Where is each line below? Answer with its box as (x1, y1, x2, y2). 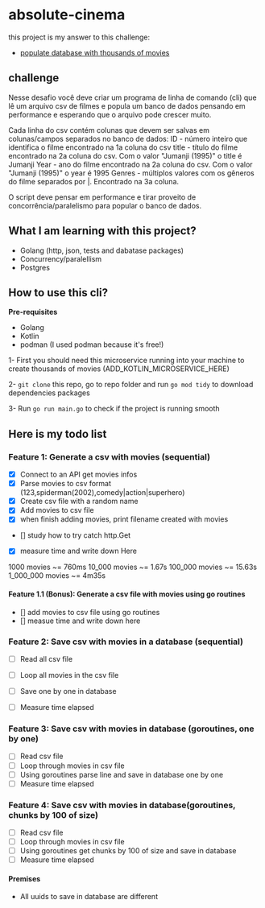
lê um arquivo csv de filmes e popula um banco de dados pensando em (8, 101, 246, 110)
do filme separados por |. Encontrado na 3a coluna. (8, 176, 180, 186)
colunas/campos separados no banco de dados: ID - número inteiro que (8, 134, 248, 143)
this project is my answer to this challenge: (8, 32, 151, 42)
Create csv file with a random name (19, 497, 139, 506)
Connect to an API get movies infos (19, 469, 138, 480)
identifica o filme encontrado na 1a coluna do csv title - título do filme (8, 142, 238, 152)
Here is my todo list (8, 427, 107, 440)
